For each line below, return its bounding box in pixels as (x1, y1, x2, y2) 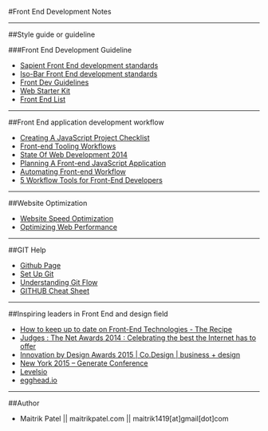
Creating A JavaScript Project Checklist (19, 133, 150, 142)
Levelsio (19, 367, 48, 376)
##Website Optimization (8, 199, 88, 208)
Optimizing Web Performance (19, 223, 118, 231)
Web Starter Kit (19, 86, 70, 95)
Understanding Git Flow (19, 278, 98, 287)
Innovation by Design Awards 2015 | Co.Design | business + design (19, 350, 241, 359)
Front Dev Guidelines (19, 77, 89, 87)
